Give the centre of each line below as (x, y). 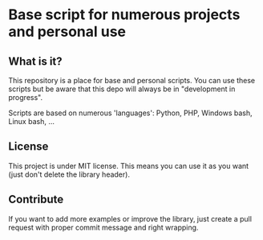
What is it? (35, 61)
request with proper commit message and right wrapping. (103, 227)
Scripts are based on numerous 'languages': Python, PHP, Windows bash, (130, 113)
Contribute (36, 200)
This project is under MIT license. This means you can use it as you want (129, 166)
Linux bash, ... (31, 121)
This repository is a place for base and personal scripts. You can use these (132, 80)
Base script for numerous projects (124, 15)
